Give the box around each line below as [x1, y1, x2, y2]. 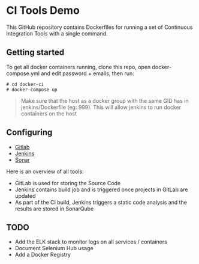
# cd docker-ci [6, 81, 44, 87]
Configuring [6, 127, 53, 138]
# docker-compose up [6, 87, 58, 93]
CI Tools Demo [6, 4, 80, 17]
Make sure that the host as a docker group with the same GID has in [20, 97, 189, 104]
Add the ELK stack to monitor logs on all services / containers [14, 238, 168, 245]
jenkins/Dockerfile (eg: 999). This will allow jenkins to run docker [20, 103, 182, 111]
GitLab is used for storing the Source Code [14, 179, 121, 186]
